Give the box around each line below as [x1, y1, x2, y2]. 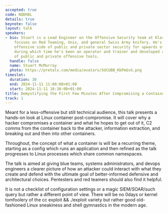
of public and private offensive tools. [14, 53, 99, 59]
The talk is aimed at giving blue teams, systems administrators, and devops [5, 160, 160, 166]
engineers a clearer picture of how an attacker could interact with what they [5, 166, 161, 172]
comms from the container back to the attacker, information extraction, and [5, 125, 160, 131]
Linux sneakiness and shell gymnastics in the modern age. [26, 202, 147, 208]
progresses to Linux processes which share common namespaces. [5, 151, 143, 157]
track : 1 [5, 95, 23, 100]
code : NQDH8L [5, 12, 32, 17]
